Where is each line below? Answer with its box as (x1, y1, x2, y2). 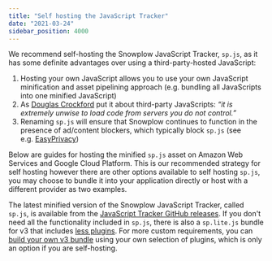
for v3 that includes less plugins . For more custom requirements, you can (8, 226, 253, 236)
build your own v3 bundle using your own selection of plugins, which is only (8, 235, 262, 245)
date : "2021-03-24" (8, 20, 75, 28)
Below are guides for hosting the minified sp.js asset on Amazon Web (8, 150, 244, 159)
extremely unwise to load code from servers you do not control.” (19, 108, 237, 118)
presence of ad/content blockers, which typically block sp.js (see (19, 125, 242, 135)
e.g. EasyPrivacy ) (19, 134, 80, 144)
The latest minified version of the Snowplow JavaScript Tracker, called (8, 200, 244, 210)
